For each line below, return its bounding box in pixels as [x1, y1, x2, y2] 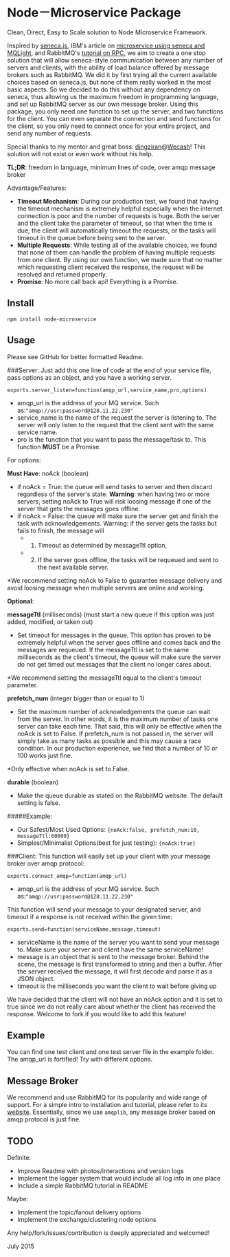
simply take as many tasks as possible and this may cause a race [16, 736, 201, 745]
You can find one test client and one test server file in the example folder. [7, 1048, 214, 1056]
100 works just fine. [16, 751, 73, 760]
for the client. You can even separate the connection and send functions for [7, 114, 221, 122]
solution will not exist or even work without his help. [7, 149, 154, 158]
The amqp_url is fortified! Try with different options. [7, 1055, 153, 1064]
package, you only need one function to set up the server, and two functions [7, 107, 224, 116]
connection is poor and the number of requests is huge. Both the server [16, 211, 220, 219]
